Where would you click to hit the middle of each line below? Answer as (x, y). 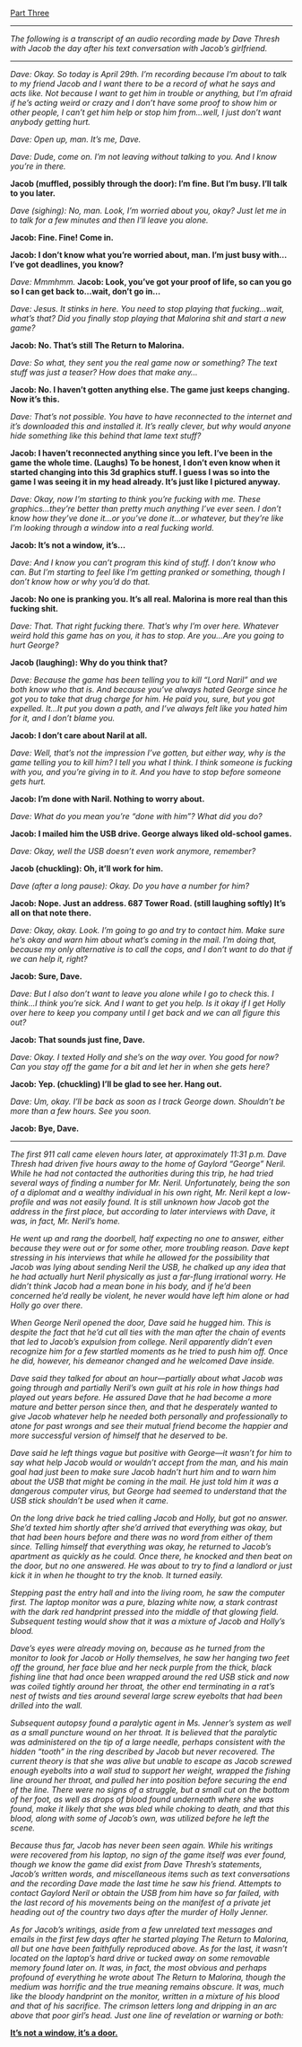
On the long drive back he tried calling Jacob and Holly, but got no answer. (149, 1518)
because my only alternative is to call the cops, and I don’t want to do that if (151, 949)
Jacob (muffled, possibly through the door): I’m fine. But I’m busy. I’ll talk (149, 184)
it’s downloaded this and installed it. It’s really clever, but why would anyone (151, 426)
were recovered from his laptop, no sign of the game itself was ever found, (148, 1855)
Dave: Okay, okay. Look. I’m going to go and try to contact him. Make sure (147, 930)
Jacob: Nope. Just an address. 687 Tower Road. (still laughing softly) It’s (148, 903)
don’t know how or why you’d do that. (80, 582)
